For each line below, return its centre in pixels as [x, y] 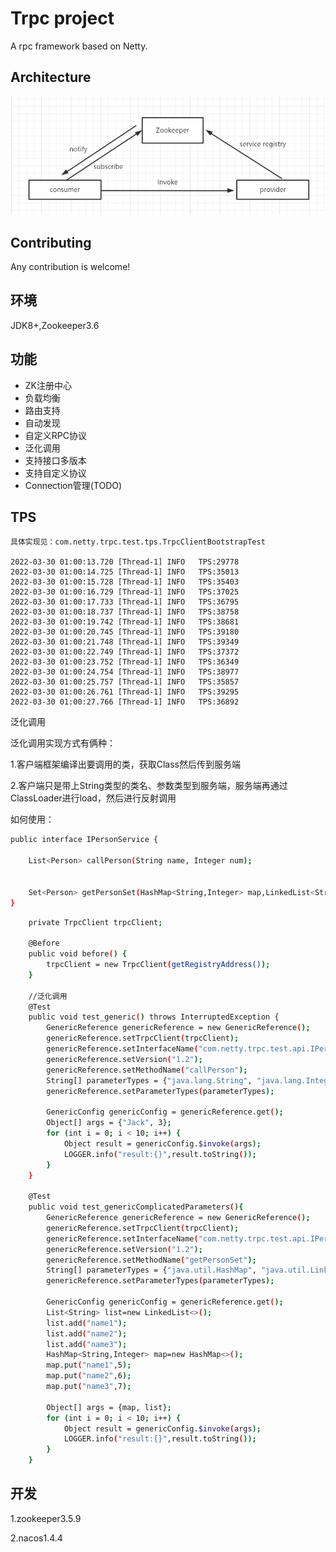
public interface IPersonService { [84, 840]
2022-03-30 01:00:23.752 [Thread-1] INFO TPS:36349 [125, 662]
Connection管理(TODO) [73, 485]
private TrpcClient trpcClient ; [95, 922]
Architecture [51, 77]
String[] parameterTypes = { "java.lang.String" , [149, 1080]
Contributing [51, 242]
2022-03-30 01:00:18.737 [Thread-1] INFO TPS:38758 [125, 612]
